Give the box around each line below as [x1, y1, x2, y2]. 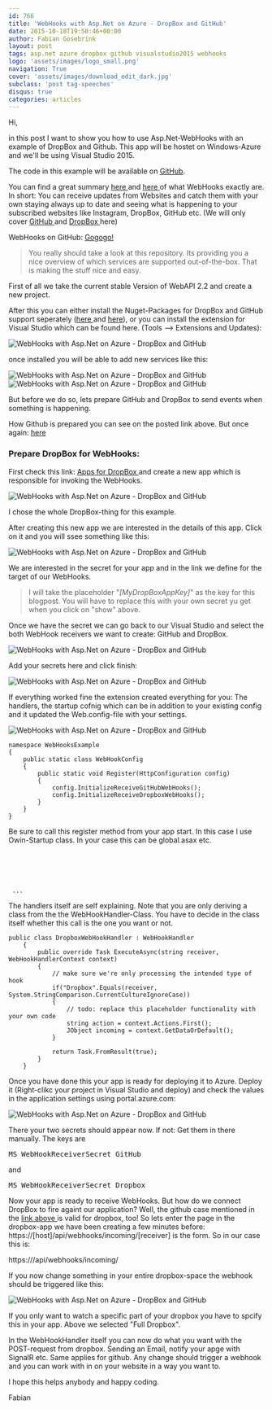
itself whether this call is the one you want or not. [8, 917, 173, 928]
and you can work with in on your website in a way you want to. [8, 1361, 221, 1371]
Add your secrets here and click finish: [8, 660, 138, 670]
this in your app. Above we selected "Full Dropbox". [8, 1319, 181, 1329]
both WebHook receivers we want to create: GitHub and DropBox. [8, 628, 229, 639]
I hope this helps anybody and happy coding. [8, 1376, 160, 1386]
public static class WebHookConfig [23, 755, 144, 764]
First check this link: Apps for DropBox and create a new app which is [8, 466, 241, 476]
